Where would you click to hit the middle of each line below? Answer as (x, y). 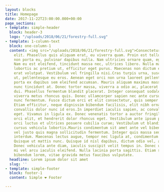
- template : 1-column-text (32, 42)
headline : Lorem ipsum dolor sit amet (49, 159)
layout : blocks (20, 10)
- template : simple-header (32, 28)
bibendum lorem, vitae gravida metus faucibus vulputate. (74, 155)
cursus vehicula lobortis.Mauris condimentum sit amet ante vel (81, 128)
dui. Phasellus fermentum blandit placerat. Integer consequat (80, 91)
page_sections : (20, 23)
